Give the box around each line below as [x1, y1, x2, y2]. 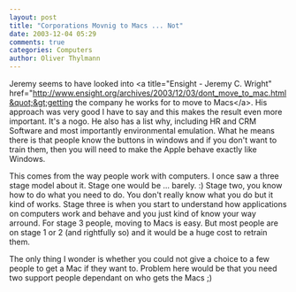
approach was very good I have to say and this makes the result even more [9, 107, 283, 117]
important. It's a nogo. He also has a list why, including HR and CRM [9, 116, 257, 127]
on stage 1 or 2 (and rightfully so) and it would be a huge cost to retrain [9, 227, 268, 237]
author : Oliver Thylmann [9, 54, 101, 63]
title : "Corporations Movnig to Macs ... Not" [9, 21, 184, 30]
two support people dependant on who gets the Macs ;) [9, 273, 213, 283]
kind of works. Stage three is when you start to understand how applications [9, 199, 287, 209]
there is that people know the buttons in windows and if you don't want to [9, 134, 277, 145]
